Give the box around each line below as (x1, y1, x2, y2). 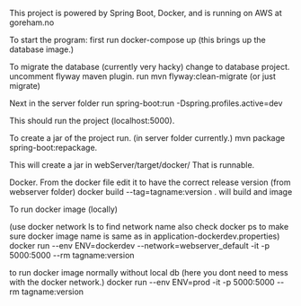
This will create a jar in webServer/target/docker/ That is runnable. (9, 160, 255, 170)
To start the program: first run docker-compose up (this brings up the (9, 35, 267, 45)
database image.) (9, 44, 75, 55)
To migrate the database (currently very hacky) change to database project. (9, 62, 290, 72)
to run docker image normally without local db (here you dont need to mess (9, 267, 289, 277)
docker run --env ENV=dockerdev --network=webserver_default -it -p (9, 240, 270, 250)
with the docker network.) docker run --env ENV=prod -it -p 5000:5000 (9, 277, 276, 287)
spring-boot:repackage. (9, 143, 98, 153)
